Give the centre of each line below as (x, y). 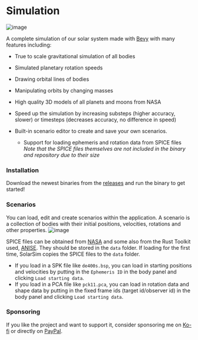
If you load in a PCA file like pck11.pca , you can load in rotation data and (102, 284)
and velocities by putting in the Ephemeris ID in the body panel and (95, 272)
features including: (29, 45)
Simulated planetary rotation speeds (59, 67)
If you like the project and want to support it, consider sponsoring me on (94, 325)
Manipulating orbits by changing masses (64, 90)
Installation (23, 170)
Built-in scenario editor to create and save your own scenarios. (91, 131)
